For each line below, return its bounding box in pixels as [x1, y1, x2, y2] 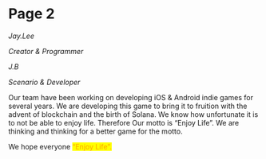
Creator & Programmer [8, 46, 84, 56]
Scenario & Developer [8, 77, 81, 87]
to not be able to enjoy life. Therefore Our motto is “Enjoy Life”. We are [8, 118, 240, 127]
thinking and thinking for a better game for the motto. [8, 126, 183, 136]
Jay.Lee [8, 31, 34, 41]
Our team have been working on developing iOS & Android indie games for [8, 92, 254, 102]
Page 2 [8, 5, 55, 23]
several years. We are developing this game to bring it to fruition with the [8, 101, 248, 111]
